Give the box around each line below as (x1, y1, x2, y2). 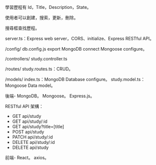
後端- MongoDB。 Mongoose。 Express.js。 (5, 93, 95, 99)
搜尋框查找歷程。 (5, 25, 40, 31)
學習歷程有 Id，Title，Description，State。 (5, 4, 92, 10)
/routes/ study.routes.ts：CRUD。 (5, 66, 74, 72)
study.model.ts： (111, 77, 145, 82)
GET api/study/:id (12, 118, 48, 124)
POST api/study (12, 129, 44, 135)
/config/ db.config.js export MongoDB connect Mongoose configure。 (5, 46, 147, 52)
